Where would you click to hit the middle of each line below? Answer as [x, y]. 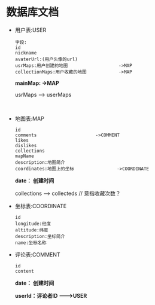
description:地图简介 [40, 162]
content [24, 271]
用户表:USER [31, 30]
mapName [24, 156]
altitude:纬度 [32, 230]
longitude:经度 [33, 224]
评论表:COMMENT [38, 254]
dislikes [26, 145]
